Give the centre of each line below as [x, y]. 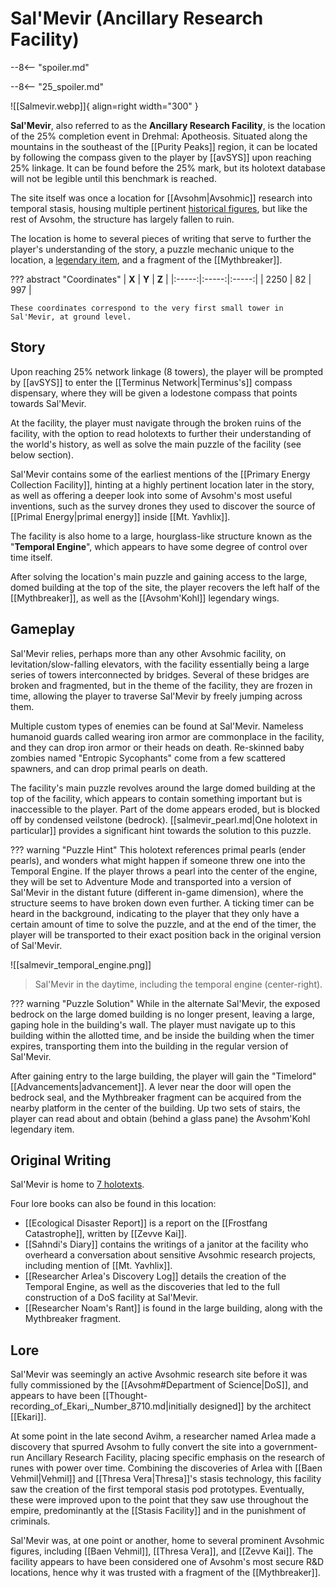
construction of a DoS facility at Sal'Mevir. [111, 1298]
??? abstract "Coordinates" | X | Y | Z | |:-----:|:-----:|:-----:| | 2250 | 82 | [161, 279]
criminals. [30, 1521]
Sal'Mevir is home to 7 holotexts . [77, 1184]
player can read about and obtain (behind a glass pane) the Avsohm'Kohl [160, 1118]
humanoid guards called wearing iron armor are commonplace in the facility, [167, 736]
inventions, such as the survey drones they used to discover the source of [163, 506]
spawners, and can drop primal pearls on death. [109, 768]
